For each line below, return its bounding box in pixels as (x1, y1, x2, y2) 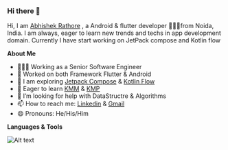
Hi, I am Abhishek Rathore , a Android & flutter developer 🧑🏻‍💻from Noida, (7, 22, 214, 30)
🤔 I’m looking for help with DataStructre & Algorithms (16, 92, 167, 100)
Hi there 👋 (7, 6, 41, 16)
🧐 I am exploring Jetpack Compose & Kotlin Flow (16, 77, 155, 86)
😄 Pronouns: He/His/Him (16, 110, 89, 118)
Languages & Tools (7, 123, 63, 131)
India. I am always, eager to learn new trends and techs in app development (7, 29, 222, 37)
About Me (7, 49, 36, 58)
